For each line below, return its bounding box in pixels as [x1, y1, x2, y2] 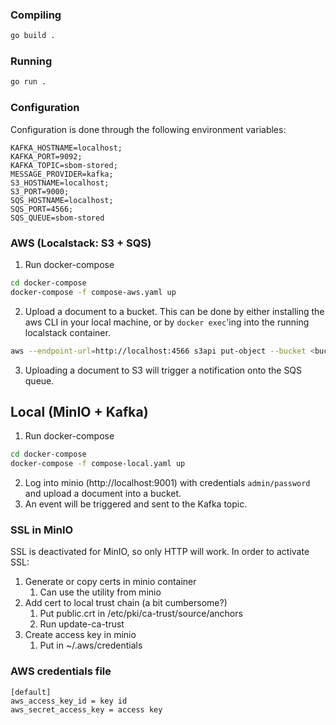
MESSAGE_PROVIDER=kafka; [10, 169, 114, 179]
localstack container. [24, 326, 111, 338]
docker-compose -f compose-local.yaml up [10, 459, 186, 469]
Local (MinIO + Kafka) [10, 403, 149, 420]
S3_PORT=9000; [10, 186, 70, 197]
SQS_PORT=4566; [10, 204, 74, 214]
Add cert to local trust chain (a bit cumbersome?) [24, 597, 228, 609]
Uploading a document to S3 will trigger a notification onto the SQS [24, 364, 303, 376]
